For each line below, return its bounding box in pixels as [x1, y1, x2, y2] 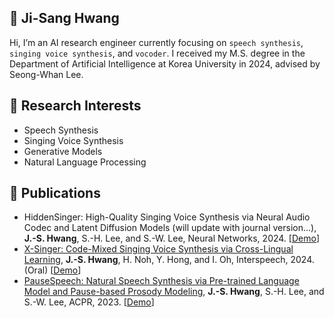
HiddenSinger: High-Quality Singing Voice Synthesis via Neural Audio [23, 211, 311, 223]
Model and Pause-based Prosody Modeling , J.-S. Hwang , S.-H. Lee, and [23, 286, 325, 298]
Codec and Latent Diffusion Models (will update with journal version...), [23, 222, 317, 234]
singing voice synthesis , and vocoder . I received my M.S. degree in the [9, 47, 306, 59]
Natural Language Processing [23, 156, 147, 168]
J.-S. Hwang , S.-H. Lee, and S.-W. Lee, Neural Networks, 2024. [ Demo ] [23, 232, 320, 245]
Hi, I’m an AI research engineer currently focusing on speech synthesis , [9, 36, 304, 48]
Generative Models [23, 145, 103, 157]
